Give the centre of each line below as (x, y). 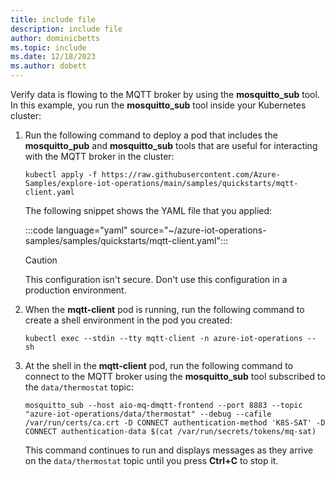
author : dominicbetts (55, 38)
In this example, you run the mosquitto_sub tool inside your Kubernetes (158, 105)
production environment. (75, 290)
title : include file (53, 19)
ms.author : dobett (48, 66)
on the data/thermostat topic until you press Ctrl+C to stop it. (151, 460)
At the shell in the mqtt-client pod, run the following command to (159, 365)
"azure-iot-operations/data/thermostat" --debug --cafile (148, 414)
